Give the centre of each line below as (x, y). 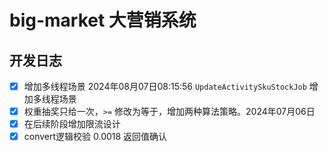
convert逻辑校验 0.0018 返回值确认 (95, 137)
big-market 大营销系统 (103, 20)
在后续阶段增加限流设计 (72, 124)
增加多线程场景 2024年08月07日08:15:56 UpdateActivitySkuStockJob (165, 86)
